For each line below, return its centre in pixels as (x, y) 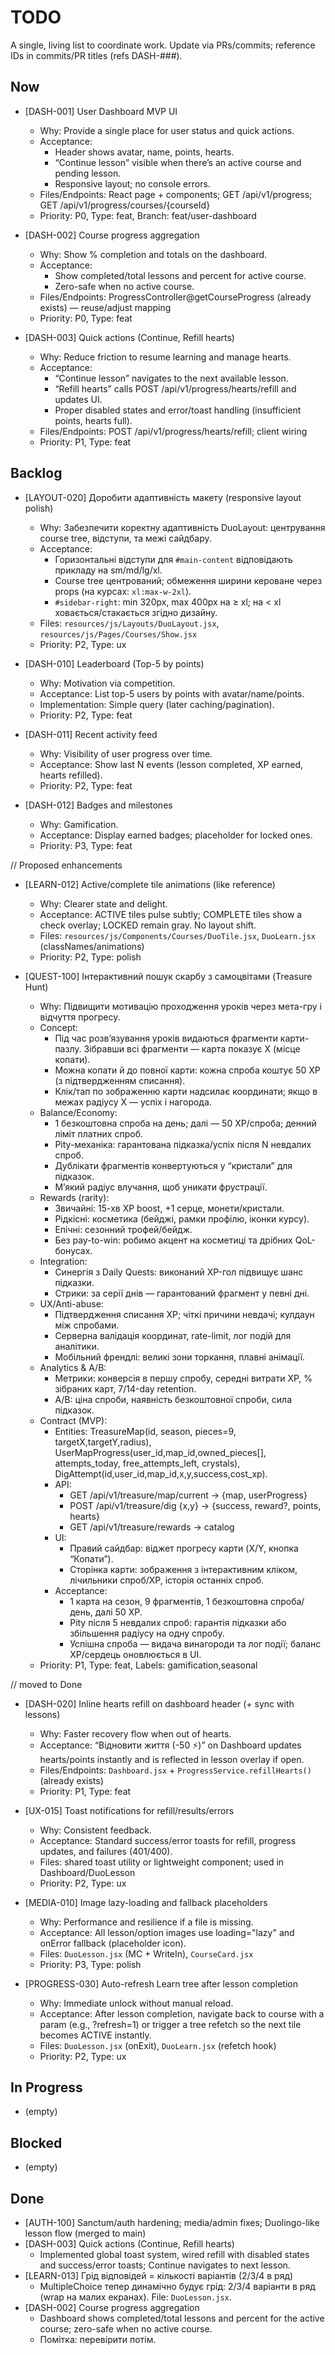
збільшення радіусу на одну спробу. (147, 1633)
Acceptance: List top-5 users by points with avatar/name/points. (172, 693)
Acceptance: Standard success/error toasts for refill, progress (168, 1840)
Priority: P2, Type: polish (90, 957)
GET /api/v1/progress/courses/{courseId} (125, 205)
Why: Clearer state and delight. (103, 903)
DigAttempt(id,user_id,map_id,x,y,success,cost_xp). (161, 1473)
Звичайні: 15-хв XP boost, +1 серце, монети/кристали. (169, 1208)
